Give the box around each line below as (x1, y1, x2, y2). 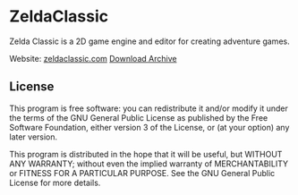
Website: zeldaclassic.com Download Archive (9, 53, 177, 64)
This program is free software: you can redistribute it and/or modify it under (9, 103, 288, 114)
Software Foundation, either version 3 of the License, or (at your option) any (9, 122, 290, 132)
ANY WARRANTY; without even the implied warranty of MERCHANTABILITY (9, 158, 289, 169)
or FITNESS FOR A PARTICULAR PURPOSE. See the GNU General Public (9, 167, 276, 178)
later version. (9, 131, 58, 142)
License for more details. (9, 177, 101, 188)
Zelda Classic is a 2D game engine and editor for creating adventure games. (9, 36, 290, 47)
